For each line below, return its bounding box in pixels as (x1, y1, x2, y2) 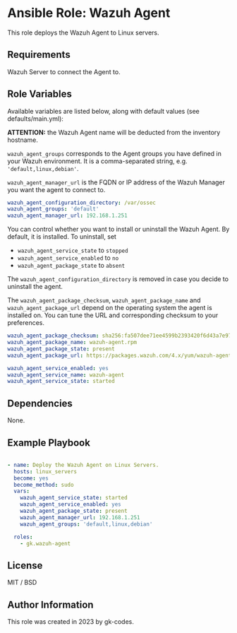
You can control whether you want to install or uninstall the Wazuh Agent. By (7, 225, 230, 234)
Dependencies (7, 397, 73, 409)
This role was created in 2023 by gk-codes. (7, 617, 134, 626)
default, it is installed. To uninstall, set (7, 232, 116, 241)
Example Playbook (7, 437, 90, 449)
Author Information (7, 598, 94, 610)
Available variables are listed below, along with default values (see (7, 107, 200, 115)
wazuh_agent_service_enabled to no (17, 254, 119, 262)
